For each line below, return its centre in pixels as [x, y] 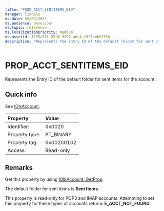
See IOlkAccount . [23, 106]
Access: [17, 150]
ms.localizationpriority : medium [39, 32]
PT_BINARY [58, 134]
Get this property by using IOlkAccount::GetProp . [54, 179]
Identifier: [19, 127]
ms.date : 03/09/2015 [26, 19]
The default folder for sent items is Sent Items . [52, 189]
